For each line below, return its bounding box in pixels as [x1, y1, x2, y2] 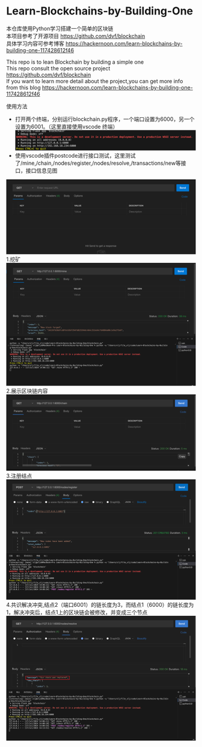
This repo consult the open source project [6, 64, 111, 72]
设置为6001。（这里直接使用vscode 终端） [14, 123, 118, 130]
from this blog [6, 84, 41, 91]
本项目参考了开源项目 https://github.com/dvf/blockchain [6, 32, 145, 40]
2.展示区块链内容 [6, 387, 48, 395]
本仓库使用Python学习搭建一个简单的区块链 [6, 25, 114, 32]
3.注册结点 [6, 472, 32, 479]
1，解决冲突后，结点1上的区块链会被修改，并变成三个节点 [6, 609, 148, 616]
